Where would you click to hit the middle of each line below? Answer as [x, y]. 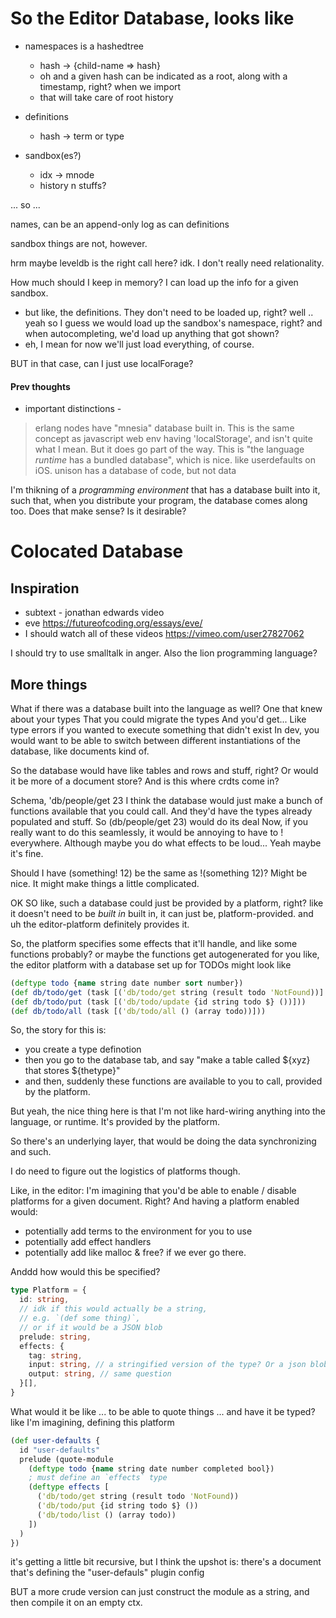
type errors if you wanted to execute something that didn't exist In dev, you [165, 729]
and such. [31, 1152]
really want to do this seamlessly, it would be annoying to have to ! [147, 832]
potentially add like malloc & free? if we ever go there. [135, 1253]
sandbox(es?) [53, 155]
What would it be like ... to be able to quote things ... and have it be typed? [163, 1411]
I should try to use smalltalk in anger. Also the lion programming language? [164, 653]
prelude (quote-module [66, 1459]
